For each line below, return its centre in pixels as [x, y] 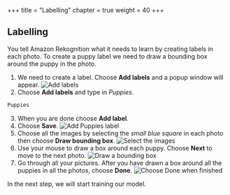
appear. [28, 85]
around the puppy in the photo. [52, 64]
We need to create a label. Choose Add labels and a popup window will [120, 77]
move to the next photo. [52, 155]
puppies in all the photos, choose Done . [75, 170]
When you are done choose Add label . [73, 118]
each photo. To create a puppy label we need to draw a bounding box [107, 56]
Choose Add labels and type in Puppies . [76, 92]
